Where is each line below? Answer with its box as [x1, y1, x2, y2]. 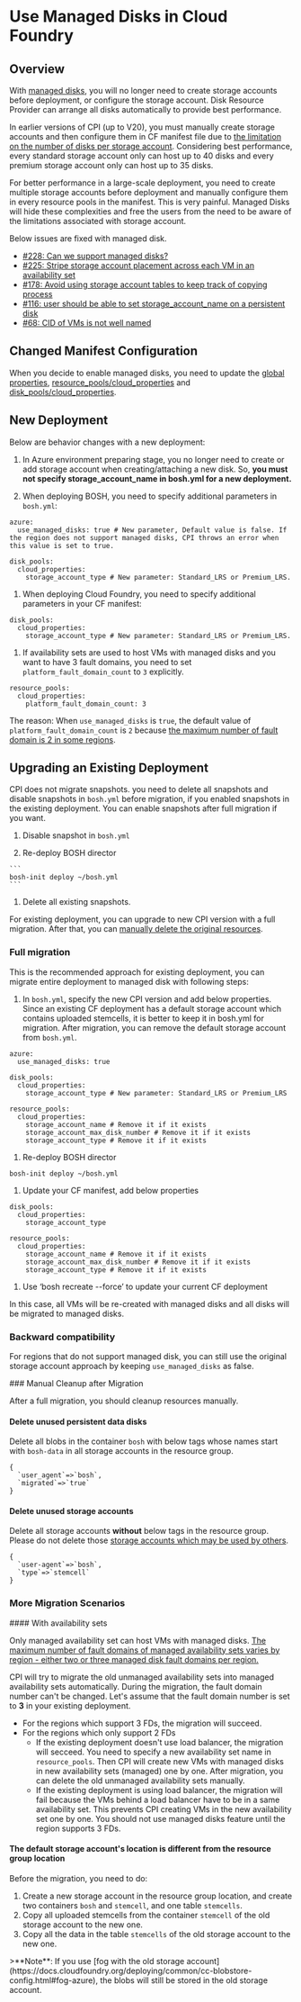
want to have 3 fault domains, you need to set [22, 656, 192, 667]
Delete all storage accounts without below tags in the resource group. [9, 1526, 270, 1537]
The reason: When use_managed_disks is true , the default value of [9, 715, 252, 726]
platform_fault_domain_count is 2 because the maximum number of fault [9, 725, 279, 735]
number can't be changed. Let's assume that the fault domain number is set [9, 1691, 290, 1701]
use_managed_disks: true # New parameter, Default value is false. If [17, 525, 288, 535]
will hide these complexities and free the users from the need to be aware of [9, 206, 292, 217]
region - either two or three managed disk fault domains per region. [9, 1654, 259, 1664]
